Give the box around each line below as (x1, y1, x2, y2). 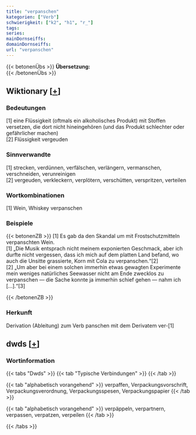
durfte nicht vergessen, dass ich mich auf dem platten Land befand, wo (6, 251, 180, 259)
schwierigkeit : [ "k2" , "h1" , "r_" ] (6, 19, 94, 25)
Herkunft (6, 309, 32, 317)
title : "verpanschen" (6, 8, 59, 15)
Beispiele (6, 219, 34, 227)
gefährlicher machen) (6, 130, 59, 137)
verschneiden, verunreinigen (6, 170, 76, 177)
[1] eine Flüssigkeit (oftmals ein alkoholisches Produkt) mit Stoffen (6, 117, 166, 124)
